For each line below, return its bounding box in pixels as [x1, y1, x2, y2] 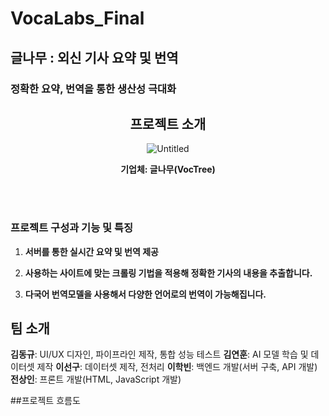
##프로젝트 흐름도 [10, 395, 81, 407]
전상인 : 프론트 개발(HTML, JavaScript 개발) [10, 373, 182, 386]
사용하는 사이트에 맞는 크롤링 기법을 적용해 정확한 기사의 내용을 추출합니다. [24, 267, 313, 279]
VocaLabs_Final [10, 7, 145, 30]
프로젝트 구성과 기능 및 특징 [10, 221, 134, 235]
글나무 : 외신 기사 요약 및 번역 [10, 49, 179, 66]
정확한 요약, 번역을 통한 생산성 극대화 [10, 82, 177, 96]
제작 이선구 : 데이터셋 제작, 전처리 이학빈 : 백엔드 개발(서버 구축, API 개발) [36, 361, 318, 373]
